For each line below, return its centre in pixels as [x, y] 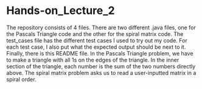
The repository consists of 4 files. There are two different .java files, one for [101, 27]
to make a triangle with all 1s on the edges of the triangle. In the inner [93, 60]
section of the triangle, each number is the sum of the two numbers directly [101, 66]
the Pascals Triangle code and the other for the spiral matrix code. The [95, 34]
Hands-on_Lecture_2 [61, 11]
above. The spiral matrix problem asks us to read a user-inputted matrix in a [101, 73]
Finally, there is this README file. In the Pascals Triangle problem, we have [100, 53]
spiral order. [21, 79]
